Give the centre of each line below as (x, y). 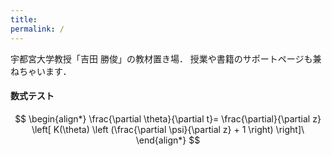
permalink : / (37, 29)
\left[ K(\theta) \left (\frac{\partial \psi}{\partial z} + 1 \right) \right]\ (168, 129)
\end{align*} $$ (168, 140)
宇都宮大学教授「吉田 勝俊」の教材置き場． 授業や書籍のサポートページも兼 (166, 58)
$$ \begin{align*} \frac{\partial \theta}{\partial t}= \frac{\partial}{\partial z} (168, 118)
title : (24, 19)
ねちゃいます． (41, 71)
